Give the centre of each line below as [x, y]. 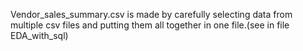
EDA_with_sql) [39, 35]
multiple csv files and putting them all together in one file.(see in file [150, 25]
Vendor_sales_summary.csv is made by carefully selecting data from [151, 14]
